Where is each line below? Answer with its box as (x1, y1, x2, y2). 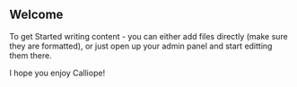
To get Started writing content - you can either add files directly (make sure (9, 30, 289, 41)
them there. (9, 49, 52, 61)
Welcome (9, 7, 64, 22)
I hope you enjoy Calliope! (9, 67, 106, 78)
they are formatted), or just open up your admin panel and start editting (9, 40, 273, 51)
